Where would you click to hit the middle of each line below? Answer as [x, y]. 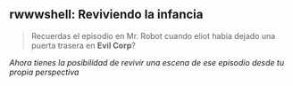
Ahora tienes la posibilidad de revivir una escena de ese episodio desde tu [146, 62]
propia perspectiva [44, 72]
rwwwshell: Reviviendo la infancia [106, 15]
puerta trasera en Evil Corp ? [83, 45]
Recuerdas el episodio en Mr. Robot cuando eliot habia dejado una [153, 35]
